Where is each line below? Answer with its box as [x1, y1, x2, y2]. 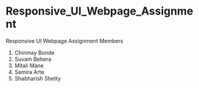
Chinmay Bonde [14, 49, 55, 56]
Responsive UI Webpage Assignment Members [5, 37, 124, 44]
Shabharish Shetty [14, 75, 61, 82]
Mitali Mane [14, 62, 44, 69]
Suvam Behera [14, 55, 52, 63]
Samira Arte [14, 68, 45, 75]
